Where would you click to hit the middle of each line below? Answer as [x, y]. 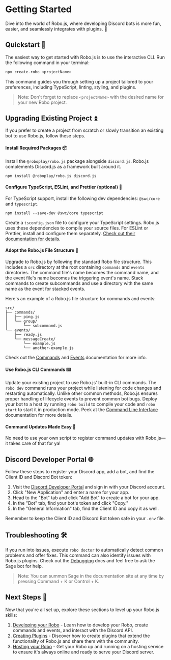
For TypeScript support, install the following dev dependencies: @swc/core [83, 198]
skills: [11, 615]
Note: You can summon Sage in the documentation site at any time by [91, 576]
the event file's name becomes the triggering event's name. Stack [74, 278]
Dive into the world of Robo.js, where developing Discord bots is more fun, [83, 23]
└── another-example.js [49, 348]
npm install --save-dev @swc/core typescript [54, 213]
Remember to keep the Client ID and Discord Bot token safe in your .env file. [85, 519]
